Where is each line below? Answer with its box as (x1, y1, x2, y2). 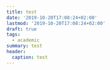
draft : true (6, 26, 37, 32)
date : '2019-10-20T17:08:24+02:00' (6, 15, 98, 21)
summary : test (6, 43, 43, 49)
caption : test (12, 54, 48, 60)
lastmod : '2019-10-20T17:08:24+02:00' (6, 20, 106, 26)
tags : (6, 32, 20, 38)
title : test (6, 9, 37, 15)
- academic (12, 37, 40, 43)
